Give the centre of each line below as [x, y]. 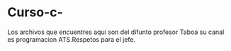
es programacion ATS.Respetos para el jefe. [72, 39]
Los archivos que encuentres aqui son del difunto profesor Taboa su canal [116, 32]
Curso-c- [35, 12]
